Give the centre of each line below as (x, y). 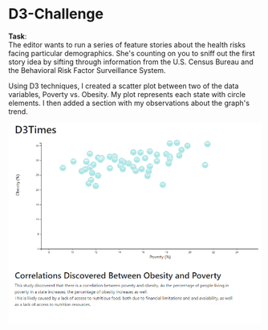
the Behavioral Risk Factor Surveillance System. (87, 70)
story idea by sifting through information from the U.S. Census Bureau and (131, 62)
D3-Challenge (56, 14)
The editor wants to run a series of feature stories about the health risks (127, 44)
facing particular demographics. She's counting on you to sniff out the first (132, 53)
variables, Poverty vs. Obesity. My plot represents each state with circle (127, 94)
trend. (18, 111)
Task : (18, 36)
